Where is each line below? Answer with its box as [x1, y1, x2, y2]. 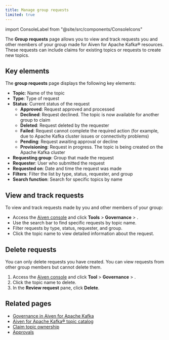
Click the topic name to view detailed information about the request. [12, 230, 154, 236]
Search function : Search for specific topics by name [12, 176, 123, 183]
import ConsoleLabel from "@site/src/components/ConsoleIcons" [5, 26, 143, 32]
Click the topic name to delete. [12, 279, 77, 285]
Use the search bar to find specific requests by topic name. [12, 220, 137, 226]
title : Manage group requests [5, 7, 69, 13]
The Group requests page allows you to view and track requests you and [5, 36, 158, 42]
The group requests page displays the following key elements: [5, 80, 136, 86]
